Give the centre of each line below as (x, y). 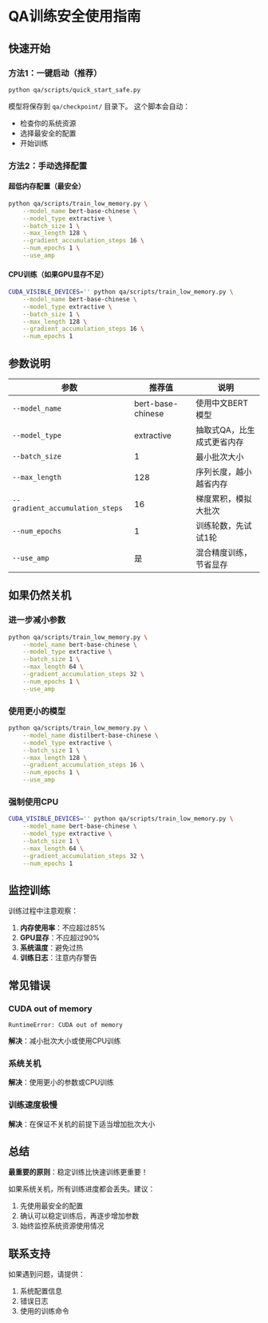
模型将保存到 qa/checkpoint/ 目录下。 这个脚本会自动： (99, 106)
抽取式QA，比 (221, 430)
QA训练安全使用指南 (75, 16)
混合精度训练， (224, 553)
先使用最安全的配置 (51, 1206)
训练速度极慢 (33, 1105)
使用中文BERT (222, 404)
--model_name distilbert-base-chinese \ (91, 735)
